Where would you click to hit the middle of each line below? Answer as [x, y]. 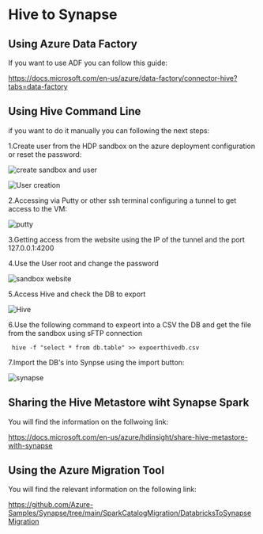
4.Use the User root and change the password [84, 263]
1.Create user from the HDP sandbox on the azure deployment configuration [131, 146]
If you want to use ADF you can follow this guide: [88, 63]
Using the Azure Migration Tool [86, 470]
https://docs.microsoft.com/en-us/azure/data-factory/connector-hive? [123, 78]
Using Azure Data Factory [73, 44]
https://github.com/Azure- [51, 505]
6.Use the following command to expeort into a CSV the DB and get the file [130, 324]
